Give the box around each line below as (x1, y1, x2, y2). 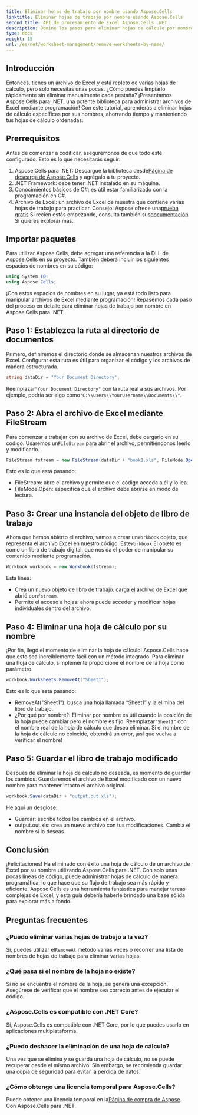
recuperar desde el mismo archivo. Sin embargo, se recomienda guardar (6, 1061, 183, 1068)
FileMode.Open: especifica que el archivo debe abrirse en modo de (14, 486, 179, 493)
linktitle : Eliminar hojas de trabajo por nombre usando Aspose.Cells (6, 14, 183, 20)
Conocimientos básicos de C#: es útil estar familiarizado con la (14, 186, 168, 193)
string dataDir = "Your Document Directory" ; (6, 374, 120, 380)
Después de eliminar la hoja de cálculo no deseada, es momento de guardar (6, 769, 191, 776)
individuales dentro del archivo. (14, 605, 91, 612)
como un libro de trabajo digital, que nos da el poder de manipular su (6, 546, 174, 553)
